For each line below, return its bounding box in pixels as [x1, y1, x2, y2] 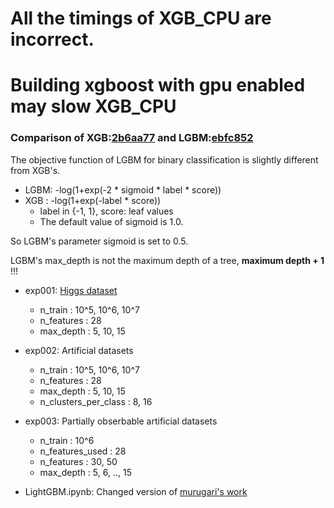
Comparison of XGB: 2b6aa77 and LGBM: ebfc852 [10, 131, 254, 145]
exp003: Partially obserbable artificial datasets [24, 415, 218, 427]
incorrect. [10, 28, 95, 51]
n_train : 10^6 [39, 434, 95, 446]
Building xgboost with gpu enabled [10, 74, 306, 97]
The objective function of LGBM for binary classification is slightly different [10, 153, 319, 166]
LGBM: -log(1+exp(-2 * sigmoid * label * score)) [24, 183, 222, 196]
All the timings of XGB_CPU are [10, 7, 272, 30]
